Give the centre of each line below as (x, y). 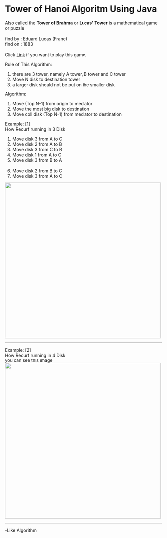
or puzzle (15, 28)
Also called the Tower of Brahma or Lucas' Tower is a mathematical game (81, 23)
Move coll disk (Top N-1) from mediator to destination (67, 114)
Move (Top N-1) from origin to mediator (52, 103)
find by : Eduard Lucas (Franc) (36, 39)
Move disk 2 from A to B (37, 144)
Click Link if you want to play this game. (46, 54)
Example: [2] (18, 350)
